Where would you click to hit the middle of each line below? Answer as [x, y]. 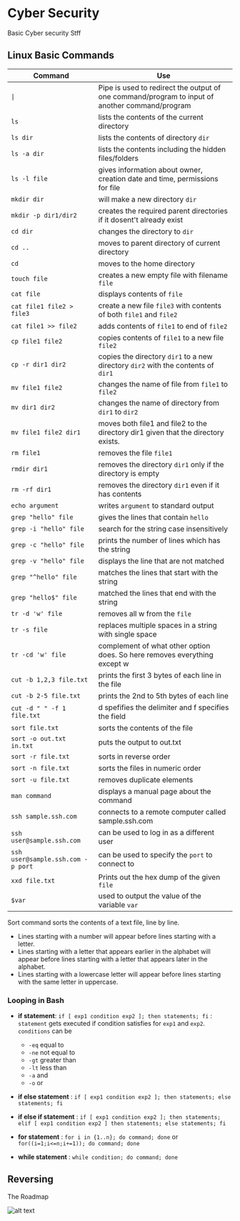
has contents [120, 494]
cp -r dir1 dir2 [39, 364]
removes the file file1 [135, 453]
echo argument [35, 505]
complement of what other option [154, 646]
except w [114, 664]
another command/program [145, 105]
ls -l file [29, 179]
